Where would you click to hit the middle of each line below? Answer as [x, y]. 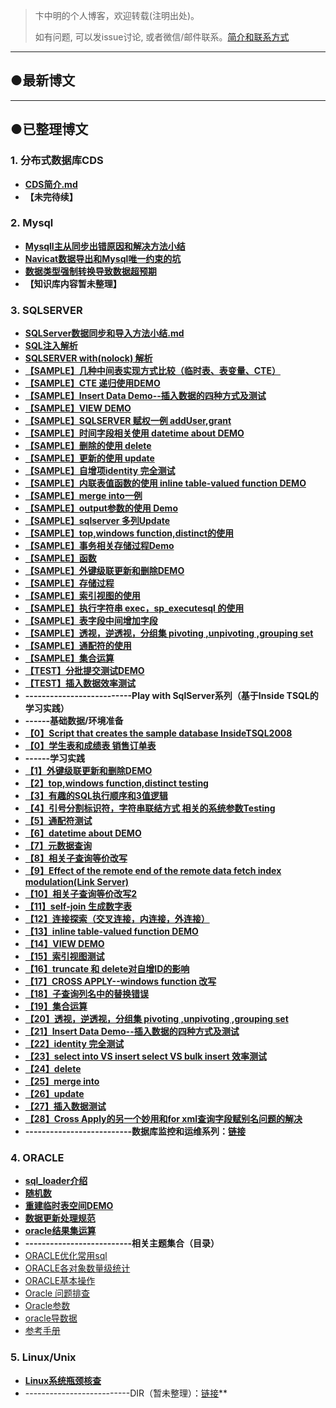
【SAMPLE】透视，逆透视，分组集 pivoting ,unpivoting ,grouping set [169, 633]
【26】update [54, 1094]
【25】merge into [62, 1081]
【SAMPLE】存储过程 [69, 583]
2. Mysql [32, 223]
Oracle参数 [47, 1306]
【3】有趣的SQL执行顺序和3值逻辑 [96, 796]
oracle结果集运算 [60, 1231]
